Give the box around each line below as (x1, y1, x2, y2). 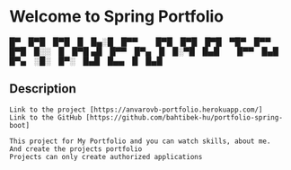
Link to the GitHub (9, 112, 83, 122)
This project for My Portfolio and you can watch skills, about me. (9, 137, 271, 146)
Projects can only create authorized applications (9, 152, 203, 161)
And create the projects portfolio (9, 144, 143, 154)
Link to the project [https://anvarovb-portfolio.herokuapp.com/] (9, 105, 263, 114)
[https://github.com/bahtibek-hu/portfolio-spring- (85, 112, 283, 122)
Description (9, 81, 76, 96)
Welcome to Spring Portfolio (9, 6, 225, 27)
